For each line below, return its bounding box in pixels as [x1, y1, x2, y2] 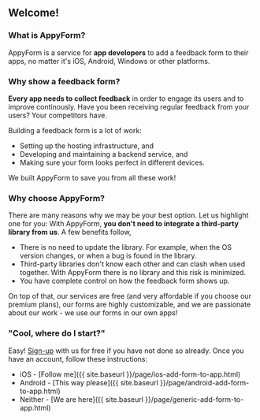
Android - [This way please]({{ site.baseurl [19, 377, 159, 387]
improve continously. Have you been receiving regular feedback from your [8, 102, 250, 111]
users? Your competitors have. [8, 110, 108, 120]
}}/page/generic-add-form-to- [144, 394, 244, 404]
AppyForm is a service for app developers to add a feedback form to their [8, 47, 249, 58]
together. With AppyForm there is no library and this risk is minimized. [19, 268, 247, 277]
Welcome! [8, 6, 59, 20]
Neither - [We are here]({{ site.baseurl [19, 394, 144, 404]
